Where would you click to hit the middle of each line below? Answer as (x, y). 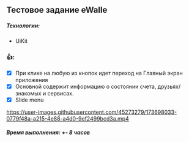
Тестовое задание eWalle (57, 10)
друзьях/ (169, 86)
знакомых (28, 93)
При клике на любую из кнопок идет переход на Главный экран (99, 73)
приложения (31, 80)
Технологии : (23, 25)
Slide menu (29, 100)
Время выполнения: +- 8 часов (48, 133)
